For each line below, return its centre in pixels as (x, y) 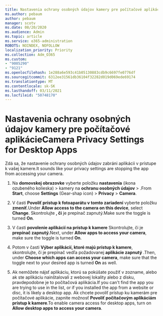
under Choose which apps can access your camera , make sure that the (84, 258)
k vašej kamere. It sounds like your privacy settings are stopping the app (77, 169)
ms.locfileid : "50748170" (31, 95)
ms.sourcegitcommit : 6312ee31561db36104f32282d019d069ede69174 (70, 77)
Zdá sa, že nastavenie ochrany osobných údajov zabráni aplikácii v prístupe (81, 163)
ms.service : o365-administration (39, 41)
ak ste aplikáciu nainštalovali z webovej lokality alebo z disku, (73, 277)
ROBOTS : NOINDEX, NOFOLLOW (32, 46)
